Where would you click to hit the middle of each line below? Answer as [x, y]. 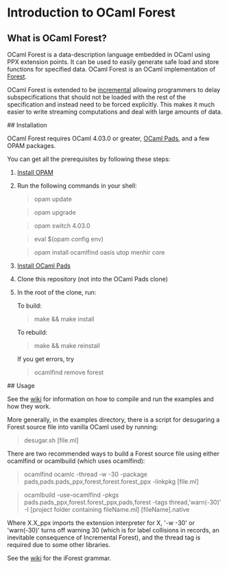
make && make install [64, 319]
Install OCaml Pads [44, 266]
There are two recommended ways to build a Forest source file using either [113, 453]
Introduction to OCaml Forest [92, 13]
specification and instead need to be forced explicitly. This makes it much [111, 104]
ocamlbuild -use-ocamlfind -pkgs [71, 495]
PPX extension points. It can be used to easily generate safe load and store [113, 62]
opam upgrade [55, 212]
